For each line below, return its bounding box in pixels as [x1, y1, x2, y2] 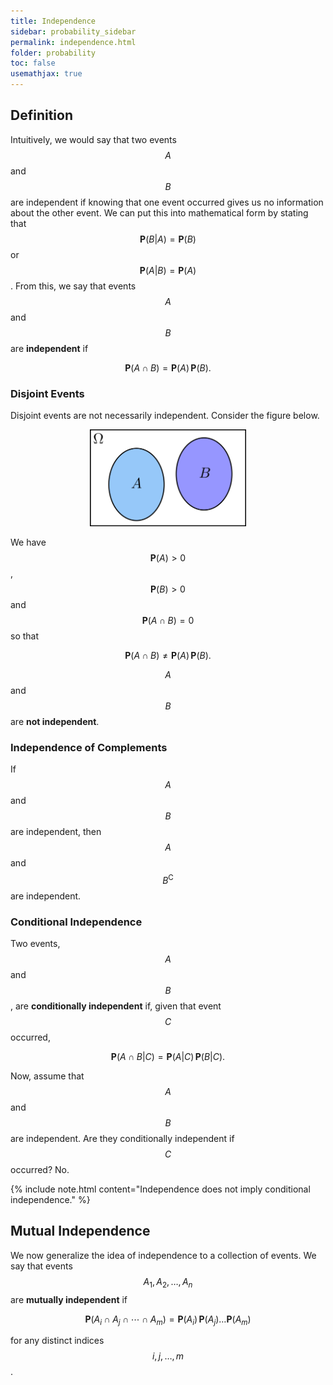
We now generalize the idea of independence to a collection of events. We [10, 1249, 317, 1261]
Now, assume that [10, 1070, 85, 1082]
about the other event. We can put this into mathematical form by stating [10, 206, 309, 219]
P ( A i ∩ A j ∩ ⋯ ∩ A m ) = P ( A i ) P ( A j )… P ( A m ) [84, 1313, 252, 1327]
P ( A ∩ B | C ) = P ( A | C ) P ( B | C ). [110, 1050, 226, 1062]
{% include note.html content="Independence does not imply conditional [10, 1183, 311, 1195]
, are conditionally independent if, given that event [10, 1000, 222, 1012]
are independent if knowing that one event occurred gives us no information [10, 196, 324, 208]
